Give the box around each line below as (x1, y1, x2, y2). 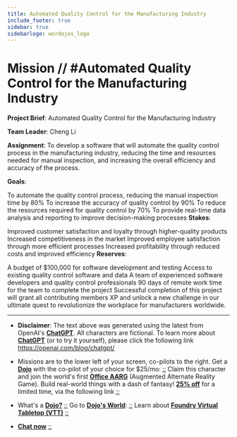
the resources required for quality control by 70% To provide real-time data (7, 206, 226, 215)
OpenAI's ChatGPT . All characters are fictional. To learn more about (17, 329, 215, 337)
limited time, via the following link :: (17, 388, 120, 396)
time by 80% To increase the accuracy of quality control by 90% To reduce (7, 198, 226, 207)
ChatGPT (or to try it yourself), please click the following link (17, 336, 194, 345)
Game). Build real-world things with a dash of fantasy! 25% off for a (17, 380, 215, 388)
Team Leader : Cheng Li (7, 128, 76, 136)
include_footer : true (7, 17, 71, 24)
